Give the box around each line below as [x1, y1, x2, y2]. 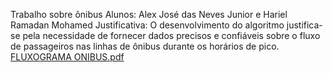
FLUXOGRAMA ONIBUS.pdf [10, 51, 125, 63]
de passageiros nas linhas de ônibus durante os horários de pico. [10, 40, 280, 52]
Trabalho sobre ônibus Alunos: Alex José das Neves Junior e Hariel [10, 9, 288, 20]
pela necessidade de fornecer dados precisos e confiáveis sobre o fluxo [22, 30, 321, 41]
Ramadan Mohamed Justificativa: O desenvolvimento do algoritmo [10, 19, 285, 31]
